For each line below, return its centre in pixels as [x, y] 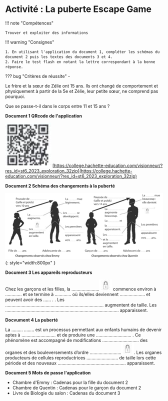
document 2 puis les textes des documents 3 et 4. [59, 57]
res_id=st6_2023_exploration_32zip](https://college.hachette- [69, 170]
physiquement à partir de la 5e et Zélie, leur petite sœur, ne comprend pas [82, 91]
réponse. [14, 67]
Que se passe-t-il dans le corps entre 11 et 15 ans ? [57, 106]
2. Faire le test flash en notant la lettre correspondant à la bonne [80, 62]
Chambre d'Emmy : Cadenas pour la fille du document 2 [70, 382]
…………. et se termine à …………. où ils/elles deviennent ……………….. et [78, 294]
